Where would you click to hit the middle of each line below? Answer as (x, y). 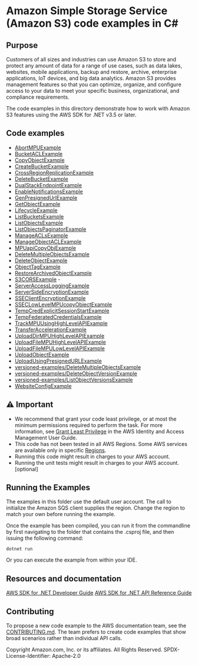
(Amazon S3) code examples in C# (92, 23)
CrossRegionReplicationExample (54, 172)
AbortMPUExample (38, 147)
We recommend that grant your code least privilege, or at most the (95, 419)
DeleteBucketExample (42, 179)
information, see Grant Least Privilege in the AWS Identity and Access (99, 431)
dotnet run (19, 549)
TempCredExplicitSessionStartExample (62, 311)
